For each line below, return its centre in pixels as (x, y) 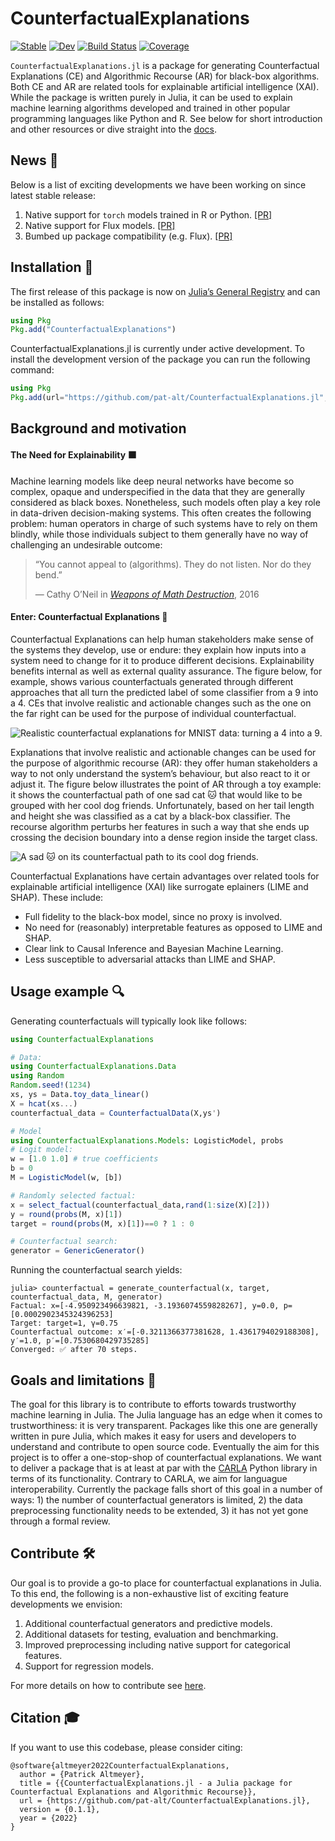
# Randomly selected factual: (73, 1195)
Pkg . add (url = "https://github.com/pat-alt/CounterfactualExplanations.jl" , (169, 398)
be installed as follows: (57, 302)
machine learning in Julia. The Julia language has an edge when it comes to (166, 1414)
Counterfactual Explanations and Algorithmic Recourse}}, (133, 1792)
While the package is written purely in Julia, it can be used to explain (151, 97)
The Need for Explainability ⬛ (73, 455)
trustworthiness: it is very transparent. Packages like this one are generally (164, 1425)
